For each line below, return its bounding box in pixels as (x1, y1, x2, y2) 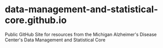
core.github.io (5, 14, 67, 26)
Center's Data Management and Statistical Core (5, 37, 106, 43)
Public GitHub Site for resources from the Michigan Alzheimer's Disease (5, 31, 157, 37)
